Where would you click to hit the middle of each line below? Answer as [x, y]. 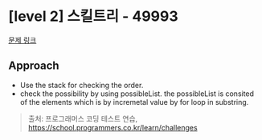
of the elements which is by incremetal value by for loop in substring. [134, 102]
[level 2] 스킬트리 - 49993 [93, 16]
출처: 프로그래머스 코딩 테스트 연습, [83, 118]
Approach [34, 66]
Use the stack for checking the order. [82, 85]
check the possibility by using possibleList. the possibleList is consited [137, 94]
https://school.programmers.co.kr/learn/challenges [113, 127]
